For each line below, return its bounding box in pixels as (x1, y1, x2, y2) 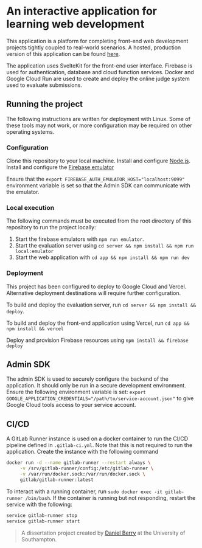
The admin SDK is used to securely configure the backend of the (6, 375, 169, 383)
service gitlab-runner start (6, 518, 80, 524)
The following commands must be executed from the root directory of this (6, 217, 192, 224)
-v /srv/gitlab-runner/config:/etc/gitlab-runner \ (19, 465, 154, 472)
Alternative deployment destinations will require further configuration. (6, 289, 181, 296)
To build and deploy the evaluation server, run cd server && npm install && (6, 301, 197, 308)
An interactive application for (6, 4, 157, 18)
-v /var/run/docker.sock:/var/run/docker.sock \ (19, 471, 146, 477)
